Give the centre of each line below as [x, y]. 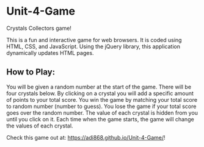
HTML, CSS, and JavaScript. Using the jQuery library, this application [93, 46]
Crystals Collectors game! [39, 28]
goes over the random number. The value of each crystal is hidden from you [102, 113]
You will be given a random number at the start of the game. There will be [99, 87]
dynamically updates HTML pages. [50, 52]
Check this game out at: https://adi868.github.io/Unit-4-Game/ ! [86, 137]
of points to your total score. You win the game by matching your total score [102, 99]
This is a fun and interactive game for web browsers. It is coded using [94, 40]
